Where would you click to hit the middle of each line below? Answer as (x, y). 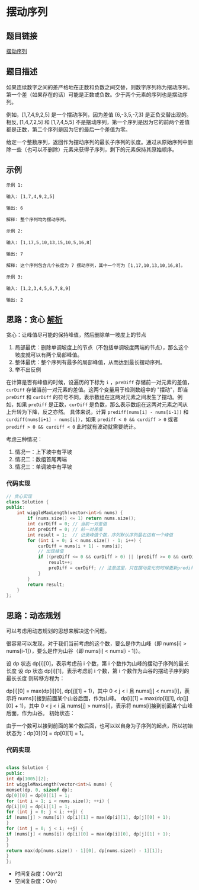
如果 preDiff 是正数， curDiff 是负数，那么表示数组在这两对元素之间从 (102, 404)
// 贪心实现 (19, 496)
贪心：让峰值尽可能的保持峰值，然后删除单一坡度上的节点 (76, 335)
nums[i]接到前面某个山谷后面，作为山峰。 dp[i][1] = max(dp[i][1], (97, 698)
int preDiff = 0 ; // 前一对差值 (65, 529)
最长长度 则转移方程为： (36, 678)
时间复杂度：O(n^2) (39, 874)
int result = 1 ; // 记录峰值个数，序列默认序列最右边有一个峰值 (100, 535)
